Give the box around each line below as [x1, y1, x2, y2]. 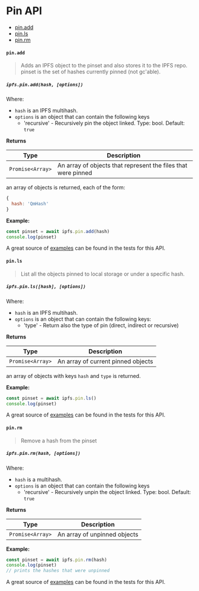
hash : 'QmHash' [11, 201, 49, 206]
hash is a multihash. [14, 476, 62, 483]
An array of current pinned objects [57, 357, 153, 365]
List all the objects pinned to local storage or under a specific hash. [20, 270, 185, 277]
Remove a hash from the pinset [20, 437, 97, 444]
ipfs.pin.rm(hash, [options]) [6, 451, 81, 457]
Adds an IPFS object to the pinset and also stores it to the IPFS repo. [20, 62, 188, 69]
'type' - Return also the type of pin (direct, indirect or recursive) [23, 321, 179, 329]
